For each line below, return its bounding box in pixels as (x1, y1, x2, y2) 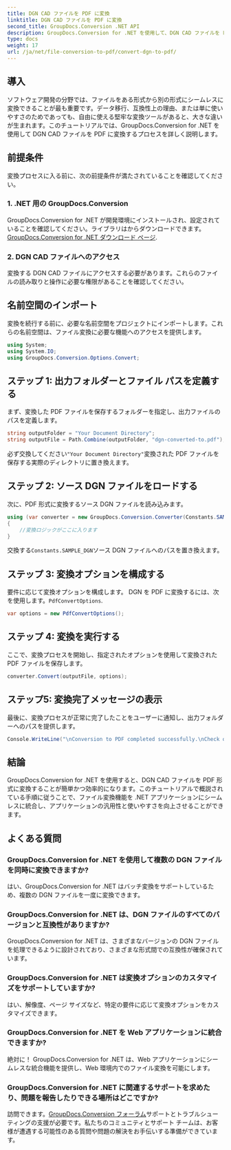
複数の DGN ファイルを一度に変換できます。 (19, 890, 144, 899)
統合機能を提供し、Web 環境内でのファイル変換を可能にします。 (30, 1063, 214, 1071)
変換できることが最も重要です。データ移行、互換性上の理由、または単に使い (7, 104, 223, 112)
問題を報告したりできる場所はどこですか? (21, 1093, 159, 1102)
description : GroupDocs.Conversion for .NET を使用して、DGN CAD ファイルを (7, 29, 220, 36)
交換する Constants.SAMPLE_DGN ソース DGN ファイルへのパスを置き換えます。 (7, 546, 223, 554)
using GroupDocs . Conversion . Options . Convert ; (7, 354, 140, 362)
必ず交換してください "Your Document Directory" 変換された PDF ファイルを (7, 450, 220, 458)
